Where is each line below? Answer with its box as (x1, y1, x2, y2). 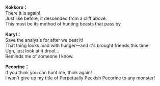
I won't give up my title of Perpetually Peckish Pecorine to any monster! (5, 75, 155, 81)
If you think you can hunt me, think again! (5, 70, 92, 76)
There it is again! (5, 10, 41, 16)
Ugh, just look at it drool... (5, 48, 60, 54)
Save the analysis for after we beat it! (5, 37, 84, 43)
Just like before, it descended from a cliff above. (5, 15, 107, 21)
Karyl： (5, 32, 22, 38)
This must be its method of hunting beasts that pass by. (5, 21, 122, 27)
